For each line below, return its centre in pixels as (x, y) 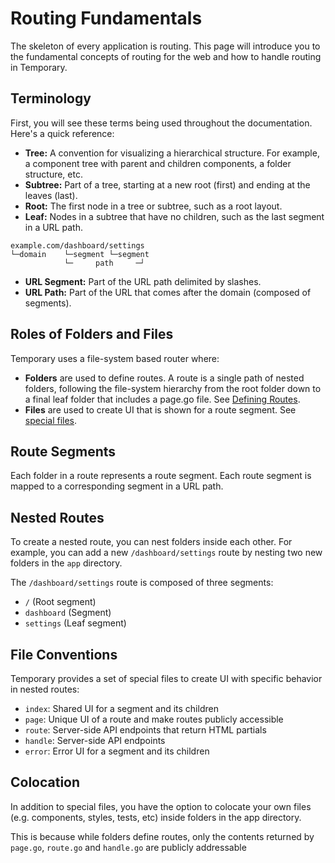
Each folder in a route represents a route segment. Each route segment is (161, 476)
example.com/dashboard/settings (77, 245)
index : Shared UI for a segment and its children (121, 708)
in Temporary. (39, 67)
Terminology (51, 98)
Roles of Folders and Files (92, 334)
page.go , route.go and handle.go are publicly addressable (128, 847)
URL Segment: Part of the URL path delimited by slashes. (143, 281)
